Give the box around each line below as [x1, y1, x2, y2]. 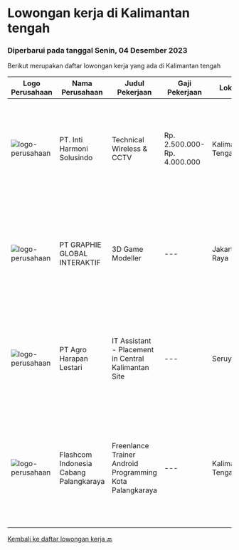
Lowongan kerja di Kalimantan [7, 5, 191, 21]
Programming [111, 467, 158, 477]
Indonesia [59, 459, 92, 469]
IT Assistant [111, 336, 152, 346]
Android [111, 459, 139, 469]
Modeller [111, 253, 142, 263]
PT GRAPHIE [59, 240, 102, 250]
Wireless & [111, 144, 148, 154]
